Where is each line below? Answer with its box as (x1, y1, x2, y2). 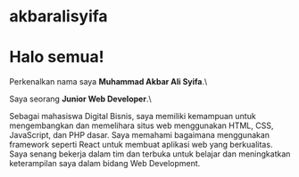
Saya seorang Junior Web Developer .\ (9, 93, 152, 104)
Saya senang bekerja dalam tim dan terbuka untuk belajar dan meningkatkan (9, 149, 291, 159)
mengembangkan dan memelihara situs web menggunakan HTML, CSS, (9, 120, 274, 131)
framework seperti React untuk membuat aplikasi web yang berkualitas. (9, 140, 273, 150)
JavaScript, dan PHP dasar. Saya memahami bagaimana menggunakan (9, 130, 270, 141)
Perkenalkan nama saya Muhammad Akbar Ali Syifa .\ (9, 76, 208, 87)
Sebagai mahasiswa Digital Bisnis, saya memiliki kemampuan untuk (9, 111, 256, 122)
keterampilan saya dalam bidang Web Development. (9, 158, 201, 169)
